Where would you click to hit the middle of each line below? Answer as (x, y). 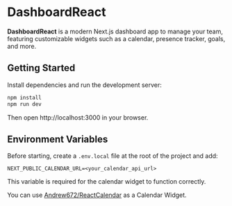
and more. (22, 46)
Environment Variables (58, 139)
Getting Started (41, 68)
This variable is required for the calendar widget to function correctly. (107, 182)
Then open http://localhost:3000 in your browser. (78, 117)
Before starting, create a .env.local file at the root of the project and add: (113, 156)
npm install (24, 97)
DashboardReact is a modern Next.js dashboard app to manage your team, (115, 31)
